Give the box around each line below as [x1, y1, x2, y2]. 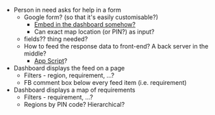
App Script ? [34, 57, 68, 64]
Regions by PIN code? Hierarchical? [23, 101, 125, 108]
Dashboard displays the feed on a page [13, 64, 125, 72]
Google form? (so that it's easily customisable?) [23, 13, 159, 21]
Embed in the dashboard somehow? [34, 21, 136, 28]
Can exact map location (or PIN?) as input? [34, 27, 155, 36]
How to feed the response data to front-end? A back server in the [23, 42, 209, 50]
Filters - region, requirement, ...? [23, 71, 115, 79]
